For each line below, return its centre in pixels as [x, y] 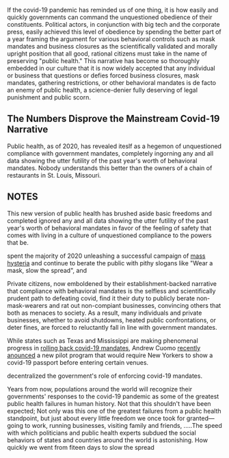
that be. [18, 242]
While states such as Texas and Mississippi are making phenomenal [103, 340]
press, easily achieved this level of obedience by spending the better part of [114, 32]
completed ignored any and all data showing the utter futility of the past [108, 220]
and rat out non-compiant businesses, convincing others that [135, 305]
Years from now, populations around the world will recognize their [100, 389]
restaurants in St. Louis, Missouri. [54, 175]
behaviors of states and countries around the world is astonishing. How [108, 440]
